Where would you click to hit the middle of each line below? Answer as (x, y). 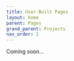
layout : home (23, 18)
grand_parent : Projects (36, 29)
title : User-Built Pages (37, 12)
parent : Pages (24, 23)
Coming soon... (25, 51)
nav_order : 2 (23, 34)
